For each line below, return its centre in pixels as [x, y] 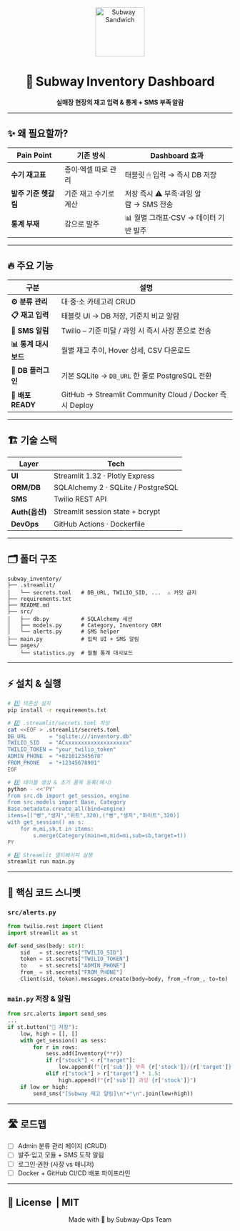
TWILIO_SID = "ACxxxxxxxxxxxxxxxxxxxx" [70, 743]
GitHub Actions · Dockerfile [99, 524]
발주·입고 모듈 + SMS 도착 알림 [61, 1155]
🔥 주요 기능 [30, 266]
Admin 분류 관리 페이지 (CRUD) [62, 1146]
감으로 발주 [82, 224]
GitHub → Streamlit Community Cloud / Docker [140, 394]
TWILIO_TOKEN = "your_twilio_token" [62, 749]
